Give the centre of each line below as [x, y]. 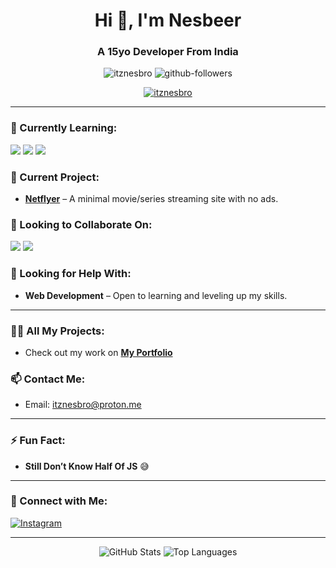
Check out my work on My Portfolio [98, 352]
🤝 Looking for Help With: [71, 274]
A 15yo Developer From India [168, 52]
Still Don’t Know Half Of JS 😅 [87, 466]
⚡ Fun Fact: [38, 441]
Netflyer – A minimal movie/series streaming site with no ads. [151, 199]
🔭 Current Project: [55, 177]
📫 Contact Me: [48, 379]
